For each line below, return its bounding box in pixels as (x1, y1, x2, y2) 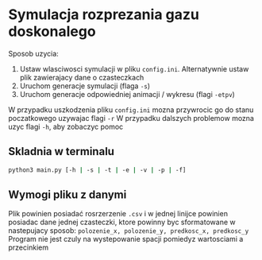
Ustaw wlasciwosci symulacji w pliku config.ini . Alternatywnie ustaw (19, 64, 249, 73)
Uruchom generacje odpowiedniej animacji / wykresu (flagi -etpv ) (19, 89, 236, 99)
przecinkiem (8, 243, 49, 252)
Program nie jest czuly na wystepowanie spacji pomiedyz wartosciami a (8, 235, 244, 244)
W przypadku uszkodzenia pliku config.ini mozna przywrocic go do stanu (8, 105, 254, 114)
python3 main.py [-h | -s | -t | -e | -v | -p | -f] (8, 165, 187, 174)
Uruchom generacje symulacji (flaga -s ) (19, 81, 151, 91)
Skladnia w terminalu (8, 145, 115, 158)
